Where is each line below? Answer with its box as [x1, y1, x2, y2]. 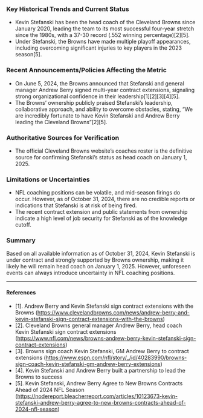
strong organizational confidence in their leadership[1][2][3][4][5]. [14, 93, 180, 100]
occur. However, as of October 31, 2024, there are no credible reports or [14, 196, 195, 203]
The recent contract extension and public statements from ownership [14, 208, 188, 216]
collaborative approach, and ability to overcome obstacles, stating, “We [14, 105, 193, 113]
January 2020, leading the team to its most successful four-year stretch [14, 25, 195, 32]
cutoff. [14, 221, 31, 228]
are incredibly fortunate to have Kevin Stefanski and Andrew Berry [14, 111, 180, 119]
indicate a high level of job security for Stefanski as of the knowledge [14, 214, 188, 222]
